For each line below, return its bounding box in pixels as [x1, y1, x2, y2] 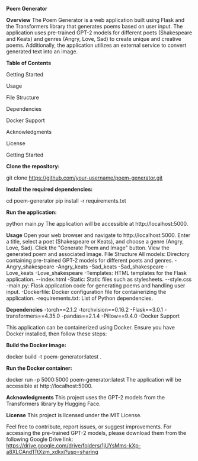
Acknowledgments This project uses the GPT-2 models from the [6, 394, 165, 401]
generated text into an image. [6, 48, 78, 55]
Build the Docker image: [6, 342, 66, 348]
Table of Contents [6, 59, 52, 66]
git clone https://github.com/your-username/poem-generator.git [6, 174, 163, 181]
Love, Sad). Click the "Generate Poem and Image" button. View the [6, 244, 170, 251]
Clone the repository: [6, 163, 60, 169]
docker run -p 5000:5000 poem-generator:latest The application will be [6, 376, 182, 383]
